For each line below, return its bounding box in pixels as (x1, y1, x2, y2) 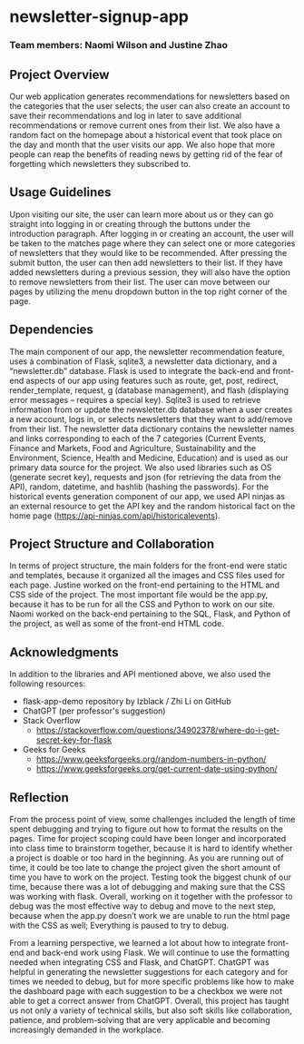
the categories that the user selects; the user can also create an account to (9, 100, 290, 111)
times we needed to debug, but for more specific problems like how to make (9, 976, 295, 987)
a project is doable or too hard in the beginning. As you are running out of (9, 852, 284, 863)
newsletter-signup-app (9, 6, 189, 27)
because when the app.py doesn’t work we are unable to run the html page (9, 910, 290, 921)
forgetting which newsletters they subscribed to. (9, 158, 191, 169)
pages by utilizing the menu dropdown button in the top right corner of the (9, 286, 288, 297)
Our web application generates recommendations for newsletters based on (9, 91, 290, 102)
